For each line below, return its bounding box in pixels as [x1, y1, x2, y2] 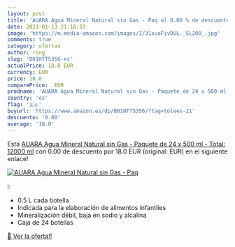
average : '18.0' [7, 120, 55, 128]
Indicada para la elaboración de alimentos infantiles [17, 203, 166, 211]
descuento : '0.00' [7, 114, 61, 121]
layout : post [7, 10, 45, 17]
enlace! [7, 154, 29, 163]
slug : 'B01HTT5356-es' [7, 56, 73, 63]
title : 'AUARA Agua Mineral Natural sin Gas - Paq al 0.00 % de [7, 17, 199, 24]
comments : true [7, 36, 52, 43]
